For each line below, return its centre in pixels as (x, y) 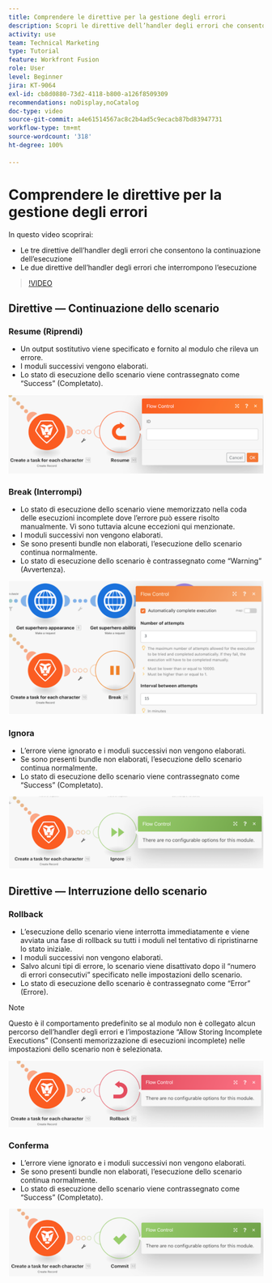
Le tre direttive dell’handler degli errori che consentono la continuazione (140, 250)
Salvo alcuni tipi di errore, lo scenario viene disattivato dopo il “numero (138, 966)
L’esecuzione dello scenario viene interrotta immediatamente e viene (135, 932)
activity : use (32, 34)
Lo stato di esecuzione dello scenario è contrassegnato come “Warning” (141, 561)
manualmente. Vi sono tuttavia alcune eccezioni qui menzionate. (127, 527)
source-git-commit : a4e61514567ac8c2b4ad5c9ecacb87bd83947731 (115, 120)
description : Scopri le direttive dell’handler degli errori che (121, 25)
